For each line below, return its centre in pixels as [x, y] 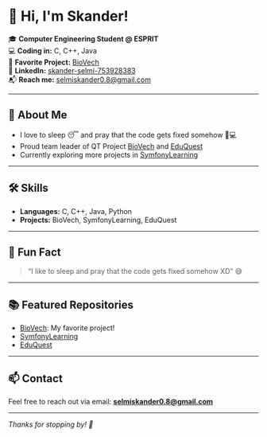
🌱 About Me [38, 115]
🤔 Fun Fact [35, 252]
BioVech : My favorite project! [67, 328]
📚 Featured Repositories [71, 304]
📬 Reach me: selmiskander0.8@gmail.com [79, 80]
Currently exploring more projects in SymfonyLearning [109, 154]
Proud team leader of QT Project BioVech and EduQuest [111, 146]
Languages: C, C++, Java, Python [76, 211]
